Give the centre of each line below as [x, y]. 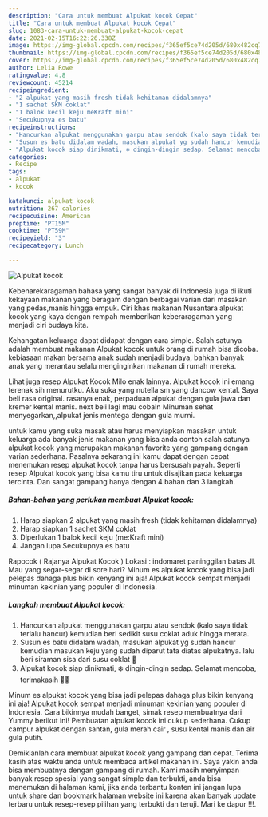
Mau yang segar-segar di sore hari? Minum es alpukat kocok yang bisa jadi [132, 569]
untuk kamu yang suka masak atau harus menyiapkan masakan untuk [122, 430]
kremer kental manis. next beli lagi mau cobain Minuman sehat [111, 407]
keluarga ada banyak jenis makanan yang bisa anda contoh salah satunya [129, 439]
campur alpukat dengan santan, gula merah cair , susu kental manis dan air [132, 729]
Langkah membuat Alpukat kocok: [67, 605]
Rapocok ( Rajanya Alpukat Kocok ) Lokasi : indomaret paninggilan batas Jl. [132, 561]
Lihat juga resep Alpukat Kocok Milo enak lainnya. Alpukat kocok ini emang [131, 381]
